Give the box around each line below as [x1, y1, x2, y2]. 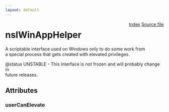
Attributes [5, 86, 38, 95]
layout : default [5, 7, 39, 13]
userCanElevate [5, 101, 45, 108]
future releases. [5, 72, 38, 78]
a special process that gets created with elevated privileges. [5, 51, 130, 57]
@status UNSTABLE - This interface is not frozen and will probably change [5, 61, 160, 67]
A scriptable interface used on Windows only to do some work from [5, 46, 145, 52]
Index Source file [129, 21, 164, 27]
